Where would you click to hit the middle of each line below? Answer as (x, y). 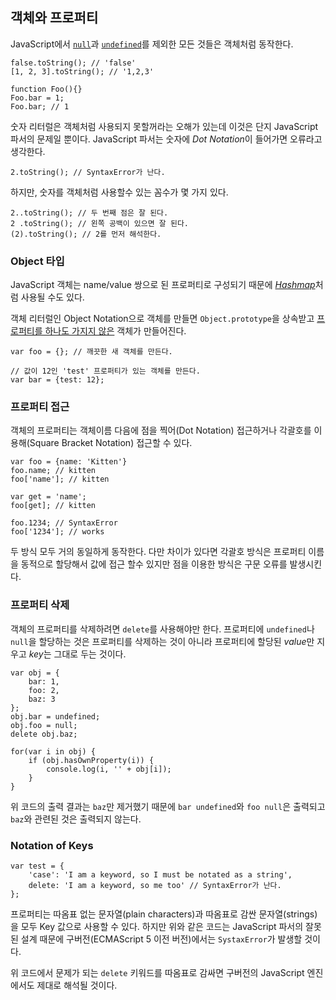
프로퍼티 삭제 (40, 605)
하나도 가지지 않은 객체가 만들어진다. (115, 331)
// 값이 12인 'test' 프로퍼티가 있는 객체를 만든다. (105, 371)
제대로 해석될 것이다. (77, 985)
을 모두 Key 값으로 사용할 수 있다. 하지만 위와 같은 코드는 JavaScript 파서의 (157, 926)
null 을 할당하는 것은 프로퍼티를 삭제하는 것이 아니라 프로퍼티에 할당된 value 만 (162, 641)
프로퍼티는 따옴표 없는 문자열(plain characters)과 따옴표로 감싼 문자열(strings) (164, 914)
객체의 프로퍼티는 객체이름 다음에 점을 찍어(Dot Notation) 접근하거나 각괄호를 (161, 430)
